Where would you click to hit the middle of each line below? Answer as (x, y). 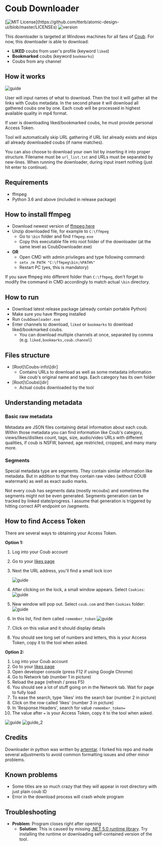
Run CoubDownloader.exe (36, 319)
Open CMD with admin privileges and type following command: (82, 257)
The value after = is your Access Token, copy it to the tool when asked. (82, 713)
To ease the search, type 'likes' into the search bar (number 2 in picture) (84, 697)
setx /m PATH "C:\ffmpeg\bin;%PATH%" (57, 263)
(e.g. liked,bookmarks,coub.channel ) (55, 340)
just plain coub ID (29, 792)
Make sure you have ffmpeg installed (49, 314)
